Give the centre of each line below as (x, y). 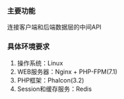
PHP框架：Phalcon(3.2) (51, 80)
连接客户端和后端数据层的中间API (54, 27)
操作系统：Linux (40, 63)
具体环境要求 (29, 47)
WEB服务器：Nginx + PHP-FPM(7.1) (67, 71)
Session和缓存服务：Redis (54, 89)
